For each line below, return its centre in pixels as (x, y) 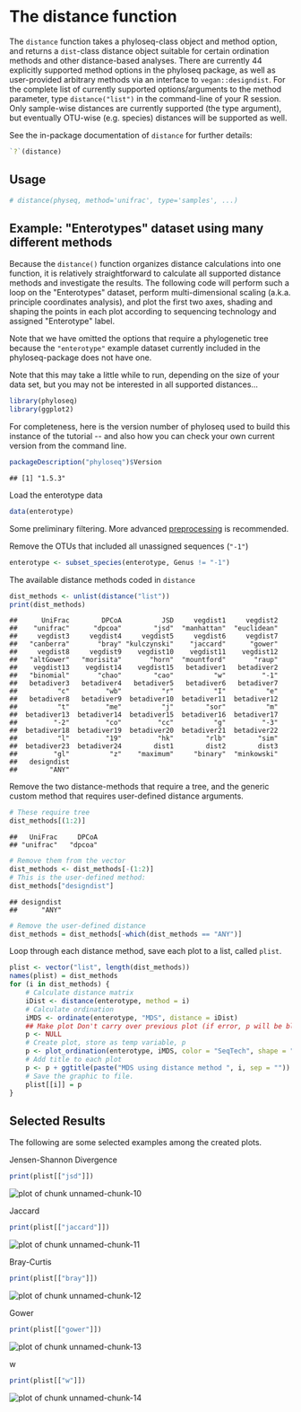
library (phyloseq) (43, 402)
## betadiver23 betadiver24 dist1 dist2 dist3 (144, 746)
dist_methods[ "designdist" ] (62, 886)
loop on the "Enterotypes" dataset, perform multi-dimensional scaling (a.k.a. (150, 293)
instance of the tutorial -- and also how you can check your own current (142, 437)
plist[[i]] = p (54, 1084)
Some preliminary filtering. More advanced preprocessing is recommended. (149, 528)
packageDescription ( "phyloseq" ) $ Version (86, 463)
